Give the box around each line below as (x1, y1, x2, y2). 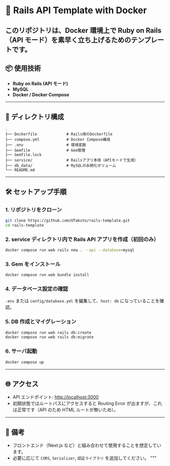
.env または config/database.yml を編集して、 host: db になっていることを (5, 298, 160, 304)
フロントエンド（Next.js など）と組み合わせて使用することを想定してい (12, 442, 162, 449)
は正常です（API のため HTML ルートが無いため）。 (12, 407, 118, 413)
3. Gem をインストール (5, 260, 61, 267)
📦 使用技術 (5, 64, 41, 73)
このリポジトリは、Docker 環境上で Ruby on (5, 26, 145, 35)
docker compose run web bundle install (5, 272, 90, 277)
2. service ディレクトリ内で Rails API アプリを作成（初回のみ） (5, 236, 159, 243)
